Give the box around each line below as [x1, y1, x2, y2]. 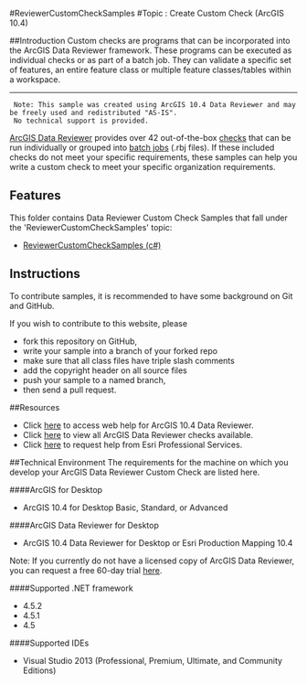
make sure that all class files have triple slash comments [22, 355, 235, 366]
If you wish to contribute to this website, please [9, 317, 188, 328]
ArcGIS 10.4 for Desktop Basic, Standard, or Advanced [22, 502, 228, 513]
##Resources [9, 401, 60, 412]
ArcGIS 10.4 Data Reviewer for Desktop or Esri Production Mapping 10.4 [22, 537, 293, 548]
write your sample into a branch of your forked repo [22, 345, 217, 356]
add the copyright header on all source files [22, 365, 187, 376]
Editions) [22, 665, 57, 676]
